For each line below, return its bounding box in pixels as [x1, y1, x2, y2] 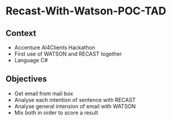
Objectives [5, 74, 47, 84]
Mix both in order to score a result [14, 109, 98, 116]
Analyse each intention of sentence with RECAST [14, 96, 136, 103]
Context [5, 28, 37, 38]
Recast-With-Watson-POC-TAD [5, 4, 167, 18]
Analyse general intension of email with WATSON [14, 102, 136, 110]
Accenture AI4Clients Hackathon [14, 44, 95, 51]
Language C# [14, 57, 49, 63]
